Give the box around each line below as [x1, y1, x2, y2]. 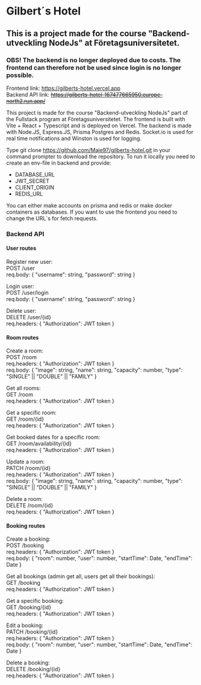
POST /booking [6, 542, 44, 549]
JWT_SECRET [14, 177, 50, 185]
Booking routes [6, 522, 46, 529]
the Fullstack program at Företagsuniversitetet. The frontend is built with [6, 115, 185, 123]
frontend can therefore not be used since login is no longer [6, 63, 182, 72]
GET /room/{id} [6, 415, 44, 423]
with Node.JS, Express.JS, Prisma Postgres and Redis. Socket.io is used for [6, 128, 194, 135]
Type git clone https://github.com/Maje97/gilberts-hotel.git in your [6, 146, 170, 153]
